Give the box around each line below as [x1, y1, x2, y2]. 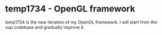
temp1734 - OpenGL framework [5, 3, 135, 14]
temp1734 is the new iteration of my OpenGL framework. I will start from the [5, 19, 158, 25]
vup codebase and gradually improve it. [5, 24, 85, 30]
